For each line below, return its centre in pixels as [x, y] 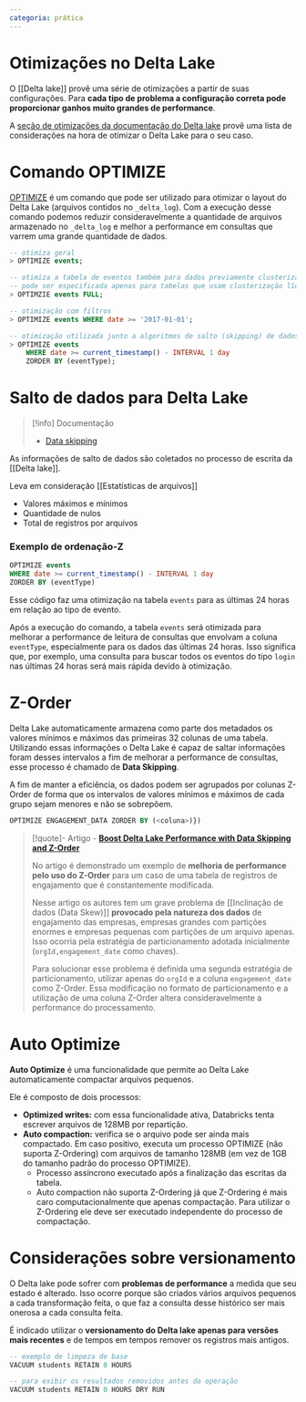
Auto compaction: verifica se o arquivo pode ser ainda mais [136, 1134]
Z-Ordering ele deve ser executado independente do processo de [159, 1211]
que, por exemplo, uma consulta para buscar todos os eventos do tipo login [153, 656]
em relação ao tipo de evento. [65, 609]
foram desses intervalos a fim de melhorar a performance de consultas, [144, 757]
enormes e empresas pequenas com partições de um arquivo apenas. [163, 931]
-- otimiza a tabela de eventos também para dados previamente [132, 278]
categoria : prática [46, 18]
